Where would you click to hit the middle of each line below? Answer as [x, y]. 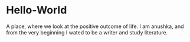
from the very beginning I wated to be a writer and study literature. [87, 32]
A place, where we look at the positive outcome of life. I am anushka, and [95, 26]
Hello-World [37, 10]
